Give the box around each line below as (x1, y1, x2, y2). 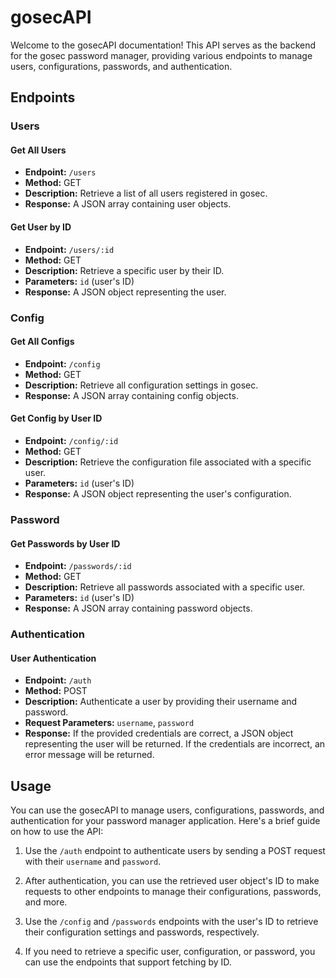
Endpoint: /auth (24, 674, 92, 686)
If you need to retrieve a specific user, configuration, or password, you (24, 946, 316, 958)
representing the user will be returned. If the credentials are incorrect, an (24, 738, 326, 750)
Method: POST (24, 685, 88, 697)
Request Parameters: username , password (24, 717, 195, 729)
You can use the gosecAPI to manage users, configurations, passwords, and (10, 804, 325, 816)
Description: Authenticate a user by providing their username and (24, 696, 298, 708)
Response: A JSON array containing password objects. (24, 602, 253, 615)
